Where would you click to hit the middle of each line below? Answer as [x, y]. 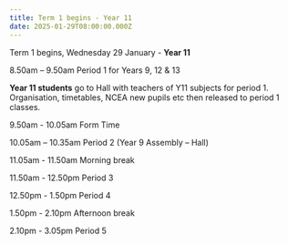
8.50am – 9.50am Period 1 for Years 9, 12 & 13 [95, 70]
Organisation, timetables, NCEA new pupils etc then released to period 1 [144, 97]
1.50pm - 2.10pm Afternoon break [72, 213]
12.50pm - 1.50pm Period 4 [60, 195]
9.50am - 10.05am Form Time [65, 125]
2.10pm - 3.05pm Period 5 [58, 230]
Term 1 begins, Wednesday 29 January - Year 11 [100, 52]
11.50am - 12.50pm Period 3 [62, 178]
